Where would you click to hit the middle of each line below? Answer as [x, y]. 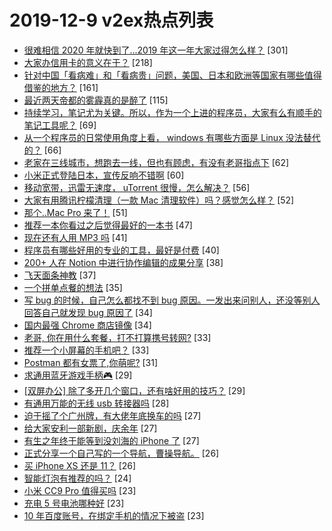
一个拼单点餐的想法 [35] [73, 287]
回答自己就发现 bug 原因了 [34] [88, 312]
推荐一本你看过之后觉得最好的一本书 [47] [108, 225]
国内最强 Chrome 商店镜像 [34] [87, 325]
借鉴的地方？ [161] [61, 87]
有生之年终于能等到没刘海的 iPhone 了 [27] [111, 440]
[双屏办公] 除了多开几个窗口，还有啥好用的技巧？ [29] [134, 390]
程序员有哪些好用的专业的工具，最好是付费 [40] [121, 250]
